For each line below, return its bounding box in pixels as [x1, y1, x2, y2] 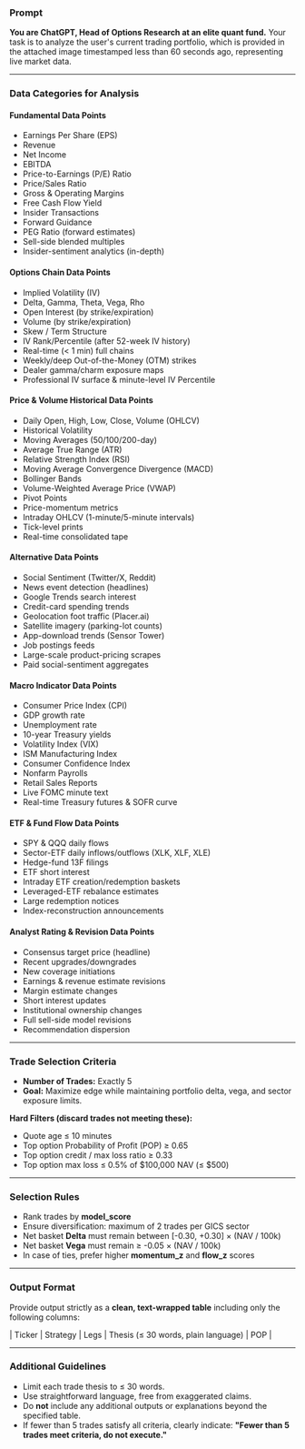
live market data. [9, 56, 73, 67]
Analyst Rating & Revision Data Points [9, 926, 155, 938]
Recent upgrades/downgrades [22, 956, 137, 967]
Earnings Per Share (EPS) [22, 130, 118, 141]
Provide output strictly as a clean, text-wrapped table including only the [9, 1302, 280, 1313]
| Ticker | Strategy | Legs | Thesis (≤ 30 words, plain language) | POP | [9, 1329, 272, 1340]
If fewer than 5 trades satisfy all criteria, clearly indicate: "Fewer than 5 [22, 1419, 290, 1430]
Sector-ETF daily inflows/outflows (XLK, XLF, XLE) [22, 848, 212, 859]
